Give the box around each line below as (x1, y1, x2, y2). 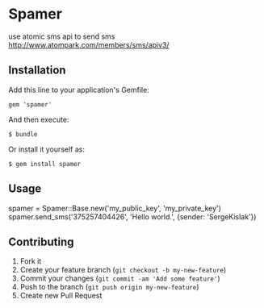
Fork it (19, 256, 42, 266)
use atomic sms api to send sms (8, 31, 115, 41)
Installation (8, 64, 66, 77)
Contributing (8, 235, 74, 248)
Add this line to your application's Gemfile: (8, 85, 149, 94)
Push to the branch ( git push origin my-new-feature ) (19, 282, 199, 292)
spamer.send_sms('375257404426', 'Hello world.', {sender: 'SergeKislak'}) (8, 211, 257, 222)
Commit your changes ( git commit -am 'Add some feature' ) (19, 273, 220, 283)
